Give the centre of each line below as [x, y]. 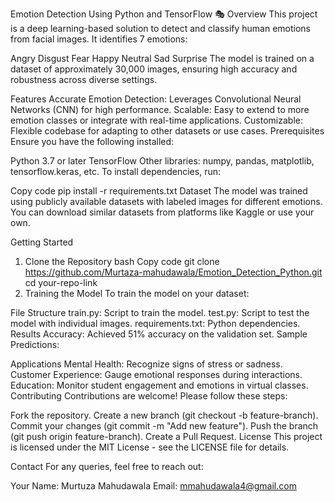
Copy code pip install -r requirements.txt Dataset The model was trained [159, 191]
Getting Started [42, 242]
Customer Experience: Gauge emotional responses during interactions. [156, 374]
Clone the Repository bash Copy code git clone [122, 261]
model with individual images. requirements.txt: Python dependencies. [155, 323]
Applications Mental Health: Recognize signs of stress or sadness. [146, 364]
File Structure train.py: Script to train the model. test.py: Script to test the [160, 312]
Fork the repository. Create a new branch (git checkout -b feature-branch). [164, 415]
